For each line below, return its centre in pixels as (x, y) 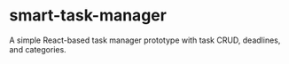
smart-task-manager (88, 16)
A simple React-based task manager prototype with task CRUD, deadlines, (145, 40)
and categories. (38, 49)
